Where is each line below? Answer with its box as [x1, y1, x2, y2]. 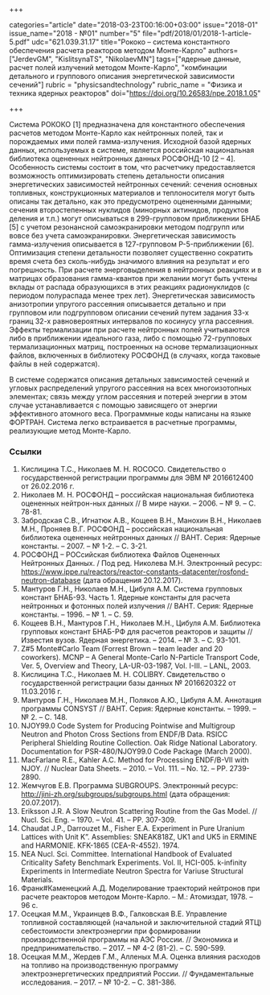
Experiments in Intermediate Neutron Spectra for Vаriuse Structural [20, 866, 243, 876]
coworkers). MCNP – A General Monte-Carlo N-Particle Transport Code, [20, 653, 260, 663]
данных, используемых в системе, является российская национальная [9, 146, 255, 155]
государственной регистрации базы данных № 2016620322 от [20, 678, 236, 688]
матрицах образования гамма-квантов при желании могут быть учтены [9, 274, 258, 283]
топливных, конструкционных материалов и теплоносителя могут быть [9, 188, 256, 197]
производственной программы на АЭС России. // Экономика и [20, 935, 239, 944]
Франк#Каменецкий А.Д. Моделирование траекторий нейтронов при [20, 883, 260, 894]
